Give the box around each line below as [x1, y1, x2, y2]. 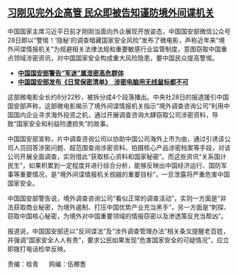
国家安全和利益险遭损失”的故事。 [16, 119, 113, 128]
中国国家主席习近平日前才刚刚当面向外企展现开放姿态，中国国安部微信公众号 [7, 27, 231, 36]
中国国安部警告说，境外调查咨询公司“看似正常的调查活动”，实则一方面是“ [7, 194, 221, 203]
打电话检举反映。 [19, 244, 69, 253]
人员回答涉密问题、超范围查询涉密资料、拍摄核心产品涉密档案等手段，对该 [13, 143, 231, 151]
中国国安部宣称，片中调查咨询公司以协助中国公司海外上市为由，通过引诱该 [7, 134, 225, 143]
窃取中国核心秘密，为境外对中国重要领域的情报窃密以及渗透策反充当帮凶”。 [7, 212, 228, 220]
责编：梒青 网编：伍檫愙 [7, 259, 86, 268]
